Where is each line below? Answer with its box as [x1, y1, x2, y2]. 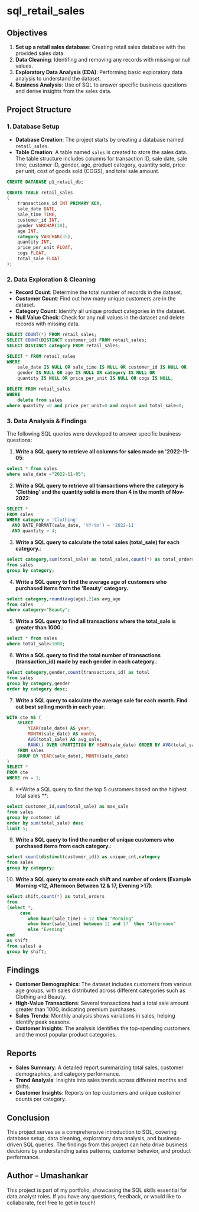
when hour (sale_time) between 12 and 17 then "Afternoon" [28, 921, 177, 927]
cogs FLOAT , [17, 250, 47, 256]
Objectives [6, 28, 48, 38]
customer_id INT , [17, 217, 60, 223]
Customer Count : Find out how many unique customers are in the [15, 295, 176, 302]
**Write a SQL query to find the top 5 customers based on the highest [15, 786, 187, 793]
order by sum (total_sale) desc [6, 820, 84, 826]
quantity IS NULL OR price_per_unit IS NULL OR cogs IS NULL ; [17, 375, 174, 382]
